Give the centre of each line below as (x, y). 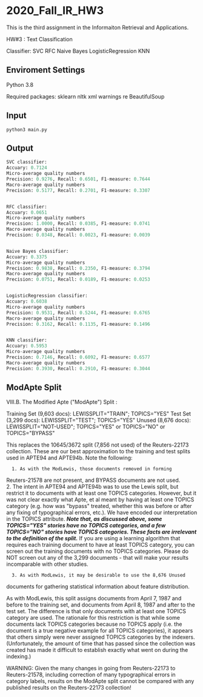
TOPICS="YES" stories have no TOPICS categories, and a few (86, 526)
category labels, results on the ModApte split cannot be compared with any (100, 681)
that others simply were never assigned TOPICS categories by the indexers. (101, 637)
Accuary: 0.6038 (27, 301)
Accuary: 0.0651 (27, 212)
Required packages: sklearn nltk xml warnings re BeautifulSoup (85, 96)
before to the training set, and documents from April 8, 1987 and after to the (101, 605)
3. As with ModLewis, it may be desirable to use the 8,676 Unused (99, 575)
